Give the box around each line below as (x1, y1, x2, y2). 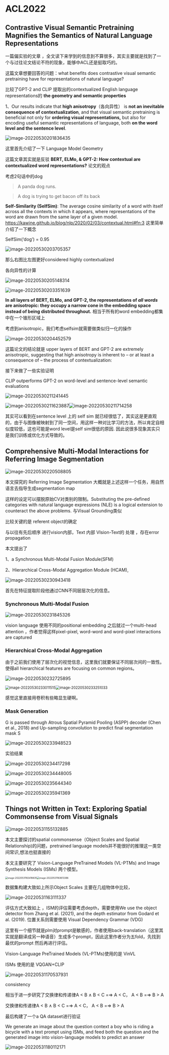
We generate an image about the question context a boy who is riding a (5, 1023, 154, 1029)
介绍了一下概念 (5, 226, 36, 232)
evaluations (5, 383, 29, 389)
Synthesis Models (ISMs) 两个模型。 (5, 866, 81, 872)
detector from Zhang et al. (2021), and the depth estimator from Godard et (5, 910, 159, 916)
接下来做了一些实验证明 (5, 368, 54, 374)
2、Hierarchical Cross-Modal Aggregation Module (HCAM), (5, 566, 129, 573)
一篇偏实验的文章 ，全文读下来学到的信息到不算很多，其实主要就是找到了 (5, 53, 157, 59)
